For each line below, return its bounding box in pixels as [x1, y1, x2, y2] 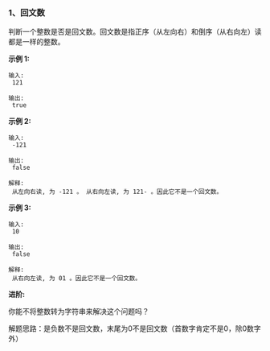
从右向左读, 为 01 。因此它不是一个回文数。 [11, 275, 142, 283]
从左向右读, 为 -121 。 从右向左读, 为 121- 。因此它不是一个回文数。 [11, 188, 223, 196]
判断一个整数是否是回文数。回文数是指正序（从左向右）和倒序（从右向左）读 [8, 27, 262, 37]
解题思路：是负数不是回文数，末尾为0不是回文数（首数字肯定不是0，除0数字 [8, 324, 261, 333]
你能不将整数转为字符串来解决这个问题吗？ [8, 307, 149, 316]
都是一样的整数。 [8, 37, 65, 47]
